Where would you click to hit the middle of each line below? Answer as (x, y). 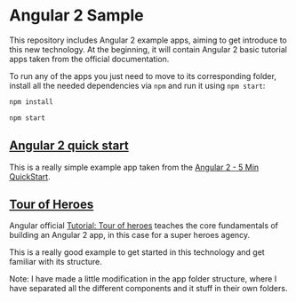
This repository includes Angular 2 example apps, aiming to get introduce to (148, 40)
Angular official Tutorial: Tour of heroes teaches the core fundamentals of (144, 226)
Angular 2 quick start (69, 146)
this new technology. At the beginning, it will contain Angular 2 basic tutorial (148, 49)
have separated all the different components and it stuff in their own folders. (148, 289)
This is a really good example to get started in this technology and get (137, 252)
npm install (31, 102)
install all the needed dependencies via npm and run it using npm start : (137, 85)
